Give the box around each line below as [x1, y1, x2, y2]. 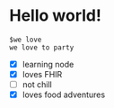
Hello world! [9, 5, 101, 26]
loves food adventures [22, 89, 106, 100]
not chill [22, 79, 52, 90]
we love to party [9, 42, 75, 52]
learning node [22, 58, 75, 69]
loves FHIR [22, 69, 63, 79]
